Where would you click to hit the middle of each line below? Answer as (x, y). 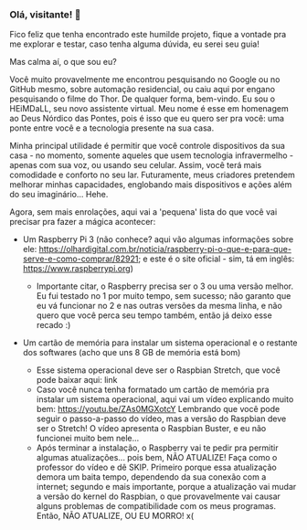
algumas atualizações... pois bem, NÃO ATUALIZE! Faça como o (157, 458)
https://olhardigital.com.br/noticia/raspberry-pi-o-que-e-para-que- (165, 249)
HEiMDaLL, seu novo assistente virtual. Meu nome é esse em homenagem (149, 109)
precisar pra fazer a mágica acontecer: (83, 222)
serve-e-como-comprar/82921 (80, 259)
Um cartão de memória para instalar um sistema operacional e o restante (160, 343)
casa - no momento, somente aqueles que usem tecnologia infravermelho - (152, 155)
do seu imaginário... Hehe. (59, 195)
